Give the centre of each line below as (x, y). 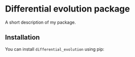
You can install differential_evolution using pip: (55, 49)
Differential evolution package (67, 9)
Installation (22, 37)
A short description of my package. (41, 22)
